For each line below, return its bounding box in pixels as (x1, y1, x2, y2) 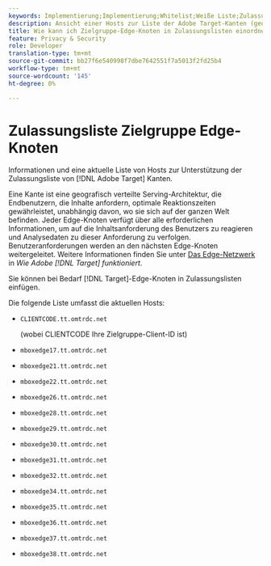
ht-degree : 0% (8, 79, 56, 87)
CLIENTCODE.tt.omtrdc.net (19, 315, 107, 323)
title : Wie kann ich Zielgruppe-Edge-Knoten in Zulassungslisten (8, 27, 232, 35)
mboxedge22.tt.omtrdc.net (19, 378, 107, 386)
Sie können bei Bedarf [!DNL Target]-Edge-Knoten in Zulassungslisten (8, 274, 242, 284)
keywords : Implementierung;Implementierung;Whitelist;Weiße (8, 11, 215, 20)
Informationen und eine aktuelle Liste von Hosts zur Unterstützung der (8, 165, 243, 175)
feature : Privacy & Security (8, 34, 106, 43)
